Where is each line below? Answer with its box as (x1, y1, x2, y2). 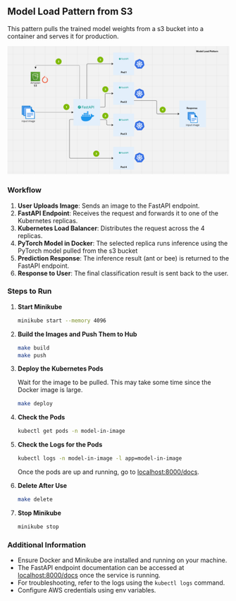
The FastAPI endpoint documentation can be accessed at (17, 564, 185, 572)
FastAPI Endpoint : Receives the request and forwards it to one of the (17, 208, 218, 218)
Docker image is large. (17, 386, 83, 394)
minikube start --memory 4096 (17, 317, 107, 324)
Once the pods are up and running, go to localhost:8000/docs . (17, 468, 199, 476)
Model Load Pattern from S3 (7, 6, 133, 18)
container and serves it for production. (7, 32, 119, 40)
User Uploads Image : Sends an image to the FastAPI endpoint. (17, 201, 200, 210)
